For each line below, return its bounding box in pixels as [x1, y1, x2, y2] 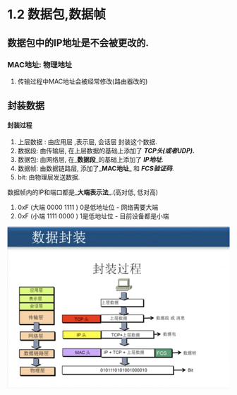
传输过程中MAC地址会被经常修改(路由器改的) [17, 77, 148, 86]
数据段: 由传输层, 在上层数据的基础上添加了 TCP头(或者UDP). [17, 146, 195, 155]
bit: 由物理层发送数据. [17, 173, 80, 182]
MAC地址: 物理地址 [7, 59, 73, 69]
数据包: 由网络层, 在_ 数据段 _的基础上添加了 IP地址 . [17, 155, 164, 164]
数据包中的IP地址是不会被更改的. [7, 37, 150, 49]
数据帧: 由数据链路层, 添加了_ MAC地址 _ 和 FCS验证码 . [17, 164, 174, 173]
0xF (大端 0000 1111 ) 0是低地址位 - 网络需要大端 [17, 203, 159, 212]
